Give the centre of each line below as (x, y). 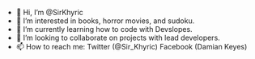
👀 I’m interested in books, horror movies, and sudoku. (105, 21)
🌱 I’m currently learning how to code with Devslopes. (104, 29)
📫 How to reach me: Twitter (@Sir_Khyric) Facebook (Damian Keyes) (132, 47)
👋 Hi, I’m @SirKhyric (49, 12)
